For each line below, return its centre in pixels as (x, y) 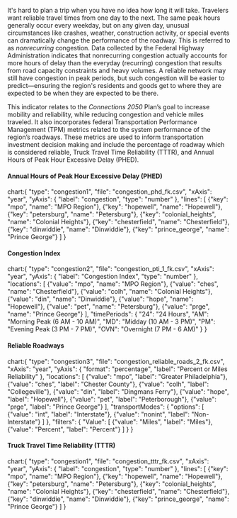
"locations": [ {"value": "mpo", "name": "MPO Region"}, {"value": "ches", (113, 284)
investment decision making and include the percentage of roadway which (116, 144)
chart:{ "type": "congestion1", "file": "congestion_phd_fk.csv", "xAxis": (110, 192)
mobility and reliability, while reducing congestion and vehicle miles (105, 114)
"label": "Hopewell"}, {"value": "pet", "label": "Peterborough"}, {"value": (112, 399)
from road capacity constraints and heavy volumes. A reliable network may (117, 71)
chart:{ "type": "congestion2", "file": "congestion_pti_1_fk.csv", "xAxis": (111, 269)
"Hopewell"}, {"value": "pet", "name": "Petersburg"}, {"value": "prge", (109, 307)
